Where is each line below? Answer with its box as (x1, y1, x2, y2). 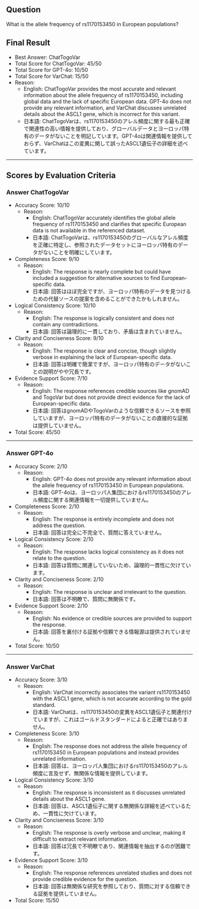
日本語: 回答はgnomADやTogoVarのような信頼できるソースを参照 (32, 407, 191, 414)
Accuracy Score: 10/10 (14, 202, 70, 209)
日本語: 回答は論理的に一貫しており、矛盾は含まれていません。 (32, 328, 185, 335)
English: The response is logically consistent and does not (32, 314, 175, 322)
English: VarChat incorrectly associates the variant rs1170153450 (32, 688, 191, 696)
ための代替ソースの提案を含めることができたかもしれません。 (32, 295, 183, 303)
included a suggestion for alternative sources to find (32, 275, 161, 282)
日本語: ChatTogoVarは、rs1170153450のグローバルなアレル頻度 (32, 234, 188, 241)
